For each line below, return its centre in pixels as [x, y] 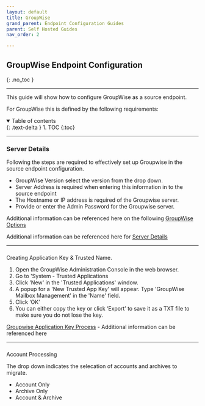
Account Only [32, 385]
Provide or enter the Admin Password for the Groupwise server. [95, 207]
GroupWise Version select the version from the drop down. [89, 180]
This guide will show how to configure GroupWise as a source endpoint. [97, 97]
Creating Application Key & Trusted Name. [59, 258]
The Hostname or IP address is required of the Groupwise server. [97, 200]
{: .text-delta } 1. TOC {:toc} [41, 127]
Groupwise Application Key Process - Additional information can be [91, 327]
